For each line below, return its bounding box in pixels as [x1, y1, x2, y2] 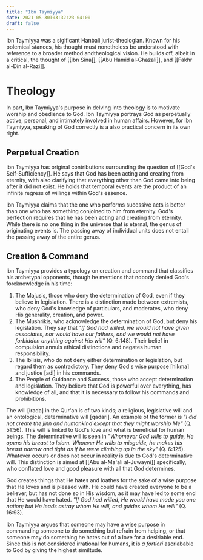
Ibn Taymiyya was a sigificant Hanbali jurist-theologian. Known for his [6, 37, 181, 44]
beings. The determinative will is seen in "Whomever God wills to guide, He [6, 432, 194, 440]
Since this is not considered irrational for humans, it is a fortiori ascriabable [6, 540, 194, 547]
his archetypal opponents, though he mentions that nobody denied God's [6, 273, 190, 281]
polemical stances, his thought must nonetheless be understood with [6, 43, 179, 50]
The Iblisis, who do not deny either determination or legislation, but [15, 356, 183, 363]
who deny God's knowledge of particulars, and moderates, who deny [15, 304, 188, 312]
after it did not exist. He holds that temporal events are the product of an [6, 183, 187, 190]
